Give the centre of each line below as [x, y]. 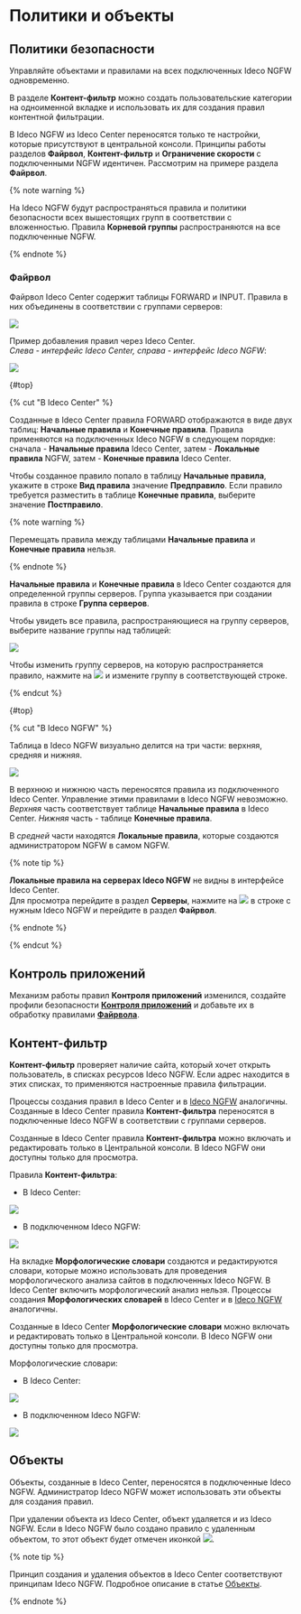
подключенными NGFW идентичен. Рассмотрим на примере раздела [144, 163]
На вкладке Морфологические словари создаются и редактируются [143, 1261]
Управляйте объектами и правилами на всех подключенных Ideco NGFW [150, 70]
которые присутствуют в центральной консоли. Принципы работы [138, 144]
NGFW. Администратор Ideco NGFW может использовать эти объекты [146, 1491]
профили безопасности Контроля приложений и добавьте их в [132, 1005]
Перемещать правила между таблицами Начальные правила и [132, 540]
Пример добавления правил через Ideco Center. [102, 341]
